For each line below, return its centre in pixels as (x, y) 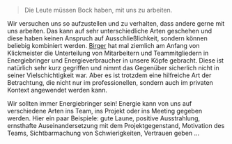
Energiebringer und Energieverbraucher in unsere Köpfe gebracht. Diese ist (116, 61)
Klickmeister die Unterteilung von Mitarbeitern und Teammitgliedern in (108, 53)
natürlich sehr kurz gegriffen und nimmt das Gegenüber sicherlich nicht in (113, 68)
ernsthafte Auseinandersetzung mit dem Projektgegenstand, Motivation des (116, 126)
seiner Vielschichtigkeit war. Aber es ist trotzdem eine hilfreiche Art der (109, 75)
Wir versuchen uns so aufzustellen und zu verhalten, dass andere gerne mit (116, 23)
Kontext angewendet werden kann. (57, 90)
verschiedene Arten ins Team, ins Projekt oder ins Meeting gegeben (105, 111)
